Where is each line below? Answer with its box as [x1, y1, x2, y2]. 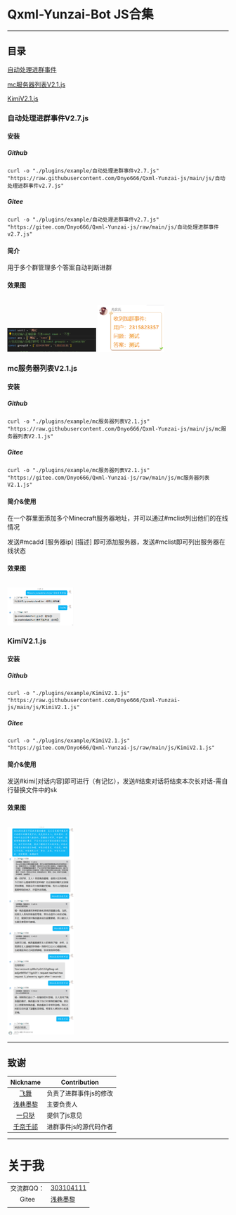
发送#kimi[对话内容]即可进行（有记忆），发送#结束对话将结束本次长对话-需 [7, 777, 223, 785]
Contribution [60, 1078, 100, 1086]
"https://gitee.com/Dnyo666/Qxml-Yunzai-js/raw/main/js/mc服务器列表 [7, 474, 210, 482]
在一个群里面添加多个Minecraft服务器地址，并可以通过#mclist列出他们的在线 [7, 514, 228, 523]
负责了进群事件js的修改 [46, 1088, 114, 1098]
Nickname [10, 1078, 41, 1086]
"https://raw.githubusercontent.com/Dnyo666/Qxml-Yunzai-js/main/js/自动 [7, 175, 226, 182]
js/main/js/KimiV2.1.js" [7, 704, 80, 711]
